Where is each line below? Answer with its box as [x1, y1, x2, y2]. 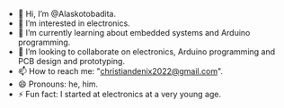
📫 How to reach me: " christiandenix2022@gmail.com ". [17, 66, 223, 76]
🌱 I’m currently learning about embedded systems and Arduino [17, 28, 251, 37]
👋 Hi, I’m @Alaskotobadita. [17, 9, 117, 19]
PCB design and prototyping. [17, 56, 126, 66]
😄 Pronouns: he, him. [17, 79, 99, 89]
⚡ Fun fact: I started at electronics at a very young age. [17, 89, 222, 99]
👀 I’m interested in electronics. [17, 18, 130, 29]
